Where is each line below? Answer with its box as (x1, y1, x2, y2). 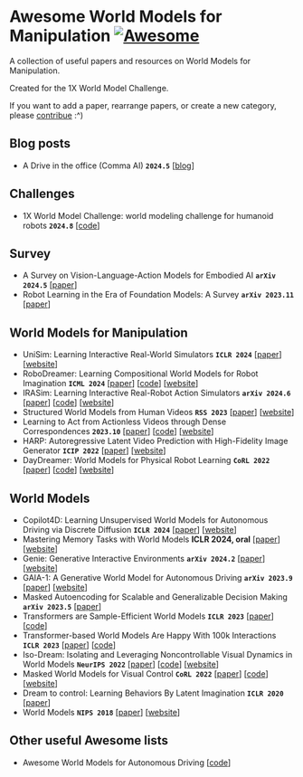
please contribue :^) (9, 109, 84, 120)
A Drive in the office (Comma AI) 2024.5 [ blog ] (22, 160, 194, 171)
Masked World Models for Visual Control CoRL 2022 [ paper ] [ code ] (22, 668, 269, 679)
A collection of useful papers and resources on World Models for (9, 55, 251, 66)
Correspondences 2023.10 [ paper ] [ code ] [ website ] (22, 426, 214, 437)
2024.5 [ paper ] (22, 280, 78, 290)
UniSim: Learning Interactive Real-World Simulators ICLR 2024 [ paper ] (22, 349, 282, 360)
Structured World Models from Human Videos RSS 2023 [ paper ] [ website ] (22, 407, 295, 418)
